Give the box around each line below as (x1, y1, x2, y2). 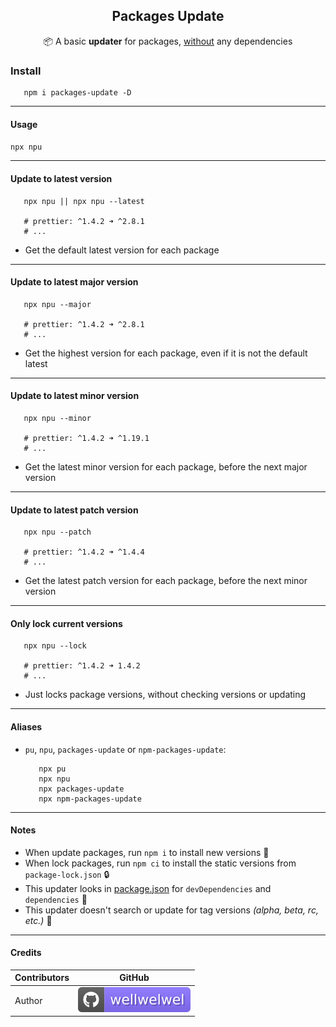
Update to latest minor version (10, 390, 140, 402)
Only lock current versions (10, 617, 123, 629)
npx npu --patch (23, 527, 92, 538)
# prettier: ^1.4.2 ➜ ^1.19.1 (23, 433, 150, 443)
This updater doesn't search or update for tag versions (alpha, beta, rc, (24, 904, 319, 916)
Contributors (14, 972, 70, 984)
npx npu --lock (23, 641, 87, 651)
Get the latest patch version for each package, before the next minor (24, 575, 308, 587)
